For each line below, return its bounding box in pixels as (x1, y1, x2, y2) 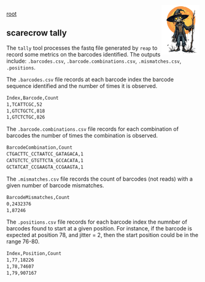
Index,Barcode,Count (6, 95, 60, 101)
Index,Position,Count (6, 251, 62, 257)
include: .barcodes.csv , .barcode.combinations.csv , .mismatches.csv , (6, 57, 182, 65)
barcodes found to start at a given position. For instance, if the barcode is (6, 225, 192, 232)
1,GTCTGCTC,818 (6, 108, 45, 114)
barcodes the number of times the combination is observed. (6, 132, 158, 139)
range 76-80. (6, 238, 40, 245)
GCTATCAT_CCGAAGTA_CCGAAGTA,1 (6, 164, 84, 170)
